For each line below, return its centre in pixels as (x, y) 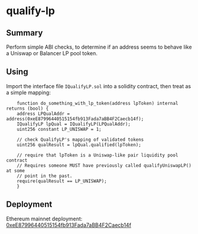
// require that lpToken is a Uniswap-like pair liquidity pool (98, 155)
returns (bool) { (27, 108)
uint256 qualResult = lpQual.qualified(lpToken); (79, 145)
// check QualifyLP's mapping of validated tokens (80, 140)
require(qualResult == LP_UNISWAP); (62, 181)
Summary (25, 33)
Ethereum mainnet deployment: (44, 219)
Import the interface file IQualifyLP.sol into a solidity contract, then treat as (98, 86)
